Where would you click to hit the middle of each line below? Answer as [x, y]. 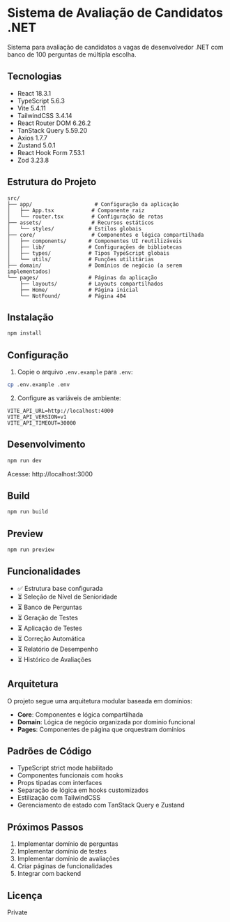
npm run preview [31, 550]
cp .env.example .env [39, 385]
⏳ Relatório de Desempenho [58, 649]
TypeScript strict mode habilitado [65, 768]
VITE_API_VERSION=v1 [37, 417]
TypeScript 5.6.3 [41, 101]
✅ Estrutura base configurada [60, 588]
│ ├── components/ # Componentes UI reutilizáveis [95, 241]
